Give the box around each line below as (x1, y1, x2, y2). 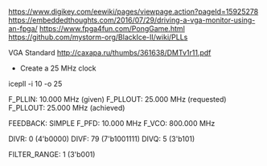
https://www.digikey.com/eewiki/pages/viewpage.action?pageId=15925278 (8, 7, 259, 16)
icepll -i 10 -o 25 (8, 79, 63, 88)
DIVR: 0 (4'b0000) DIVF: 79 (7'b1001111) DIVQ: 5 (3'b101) (8, 134, 195, 144)
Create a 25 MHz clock (19, 63, 97, 73)
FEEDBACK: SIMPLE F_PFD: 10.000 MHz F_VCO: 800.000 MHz (8, 119, 216, 128)
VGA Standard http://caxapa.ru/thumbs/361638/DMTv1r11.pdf (8, 48, 212, 57)
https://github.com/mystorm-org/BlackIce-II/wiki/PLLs (8, 32, 188, 42)
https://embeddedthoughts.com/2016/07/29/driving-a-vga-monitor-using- (8, 15, 256, 25)
